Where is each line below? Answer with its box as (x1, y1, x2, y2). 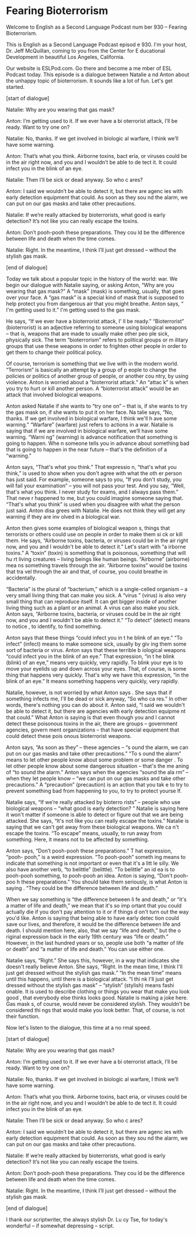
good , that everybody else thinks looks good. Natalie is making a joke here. (6, 994, 188, 1001)
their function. (6, 1013, 40, 1020)
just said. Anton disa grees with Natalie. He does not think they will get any (6, 507, 185, 514)
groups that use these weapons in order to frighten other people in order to (6, 342, 187, 349)
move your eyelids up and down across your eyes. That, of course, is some (6, 665, 187, 672)
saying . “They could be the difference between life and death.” (6, 884, 159, 891)
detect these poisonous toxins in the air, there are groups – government (6, 720, 178, 727)
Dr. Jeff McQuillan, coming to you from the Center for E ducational (6, 47, 165, 54)
